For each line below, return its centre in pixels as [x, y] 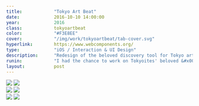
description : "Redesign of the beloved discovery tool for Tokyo [95, 55]
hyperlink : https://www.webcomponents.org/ [70, 45]
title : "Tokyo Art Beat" [51, 11]
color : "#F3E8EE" [42, 34]
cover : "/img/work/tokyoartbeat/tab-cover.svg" [81, 39]
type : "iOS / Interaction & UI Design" [71, 50]
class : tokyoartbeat [46, 28]
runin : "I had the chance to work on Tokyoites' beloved [92, 61]
